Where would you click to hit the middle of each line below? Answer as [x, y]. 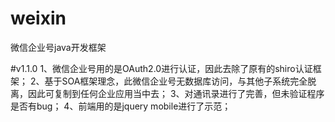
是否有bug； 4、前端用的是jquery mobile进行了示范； [121, 106]
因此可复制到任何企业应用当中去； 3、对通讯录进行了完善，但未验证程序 [176, 93]
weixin [38, 18]
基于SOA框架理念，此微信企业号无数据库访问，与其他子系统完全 [176, 81]
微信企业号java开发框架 [58, 47]
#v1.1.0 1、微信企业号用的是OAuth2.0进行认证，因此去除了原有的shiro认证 [161, 68]
